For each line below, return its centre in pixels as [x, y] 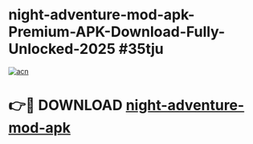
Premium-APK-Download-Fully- [117, 32]
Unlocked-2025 [62, 49]
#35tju [141, 49]
